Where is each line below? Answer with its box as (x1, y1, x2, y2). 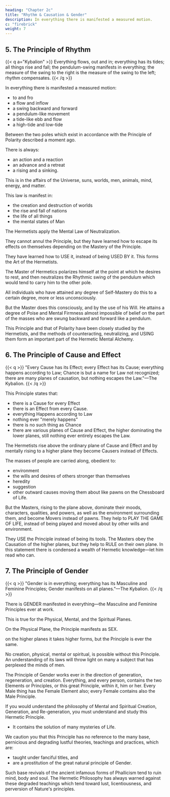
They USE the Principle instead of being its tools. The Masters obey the (5, 536, 154, 542)
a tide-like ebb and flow (12, 116, 62, 122)
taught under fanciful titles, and (12, 754, 78, 760)
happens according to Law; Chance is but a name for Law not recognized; (5, 370, 160, 376)
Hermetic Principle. (5, 714, 46, 720)
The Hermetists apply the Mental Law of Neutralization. (5, 228, 120, 234)
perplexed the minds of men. (5, 662, 66, 668)
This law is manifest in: (5, 192, 53, 198)
